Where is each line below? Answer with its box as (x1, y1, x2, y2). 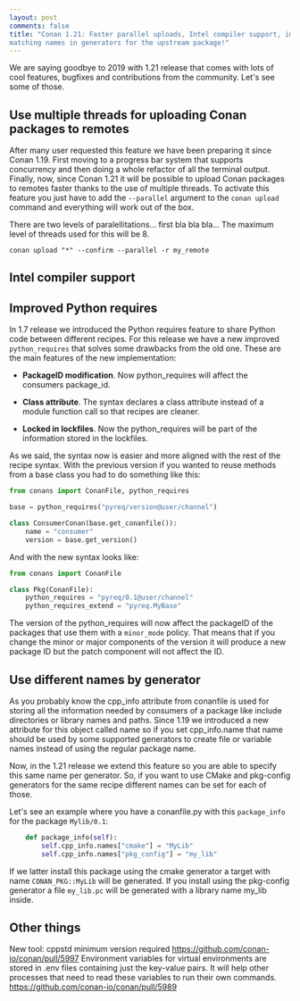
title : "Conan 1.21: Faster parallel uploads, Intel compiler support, (9, 29, 281, 38)
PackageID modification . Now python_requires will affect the (21, 370, 248, 380)
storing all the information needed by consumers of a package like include (9, 705, 283, 715)
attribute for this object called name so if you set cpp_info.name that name (9, 724, 283, 735)
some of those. (9, 81, 65, 92)
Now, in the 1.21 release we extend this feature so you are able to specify (9, 760, 277, 771)
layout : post (9, 13, 58, 22)
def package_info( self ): (25, 832, 118, 842)
